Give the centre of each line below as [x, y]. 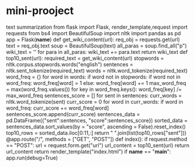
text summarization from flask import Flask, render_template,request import [97, 27]
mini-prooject [40, 11]
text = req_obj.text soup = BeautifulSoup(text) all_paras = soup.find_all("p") [97, 46]
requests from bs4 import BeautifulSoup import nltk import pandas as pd [93, 33]
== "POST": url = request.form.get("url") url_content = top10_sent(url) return [98, 145]
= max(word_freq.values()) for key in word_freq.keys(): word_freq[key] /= [94, 89]
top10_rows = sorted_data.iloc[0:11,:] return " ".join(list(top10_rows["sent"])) [96, 132]
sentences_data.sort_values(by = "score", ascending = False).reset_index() [96, 127]
